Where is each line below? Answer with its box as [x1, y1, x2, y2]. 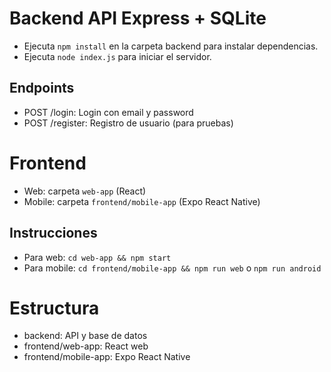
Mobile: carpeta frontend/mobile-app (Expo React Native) [23, 195, 261, 207]
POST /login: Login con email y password [23, 106, 194, 118]
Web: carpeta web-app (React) [23, 185, 147, 197]
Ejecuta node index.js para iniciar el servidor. [23, 50, 212, 62]
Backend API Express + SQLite [9, 7, 267, 30]
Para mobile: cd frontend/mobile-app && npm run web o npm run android [23, 262, 322, 274]
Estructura [9, 297, 100, 319]
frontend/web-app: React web [23, 340, 149, 352]
